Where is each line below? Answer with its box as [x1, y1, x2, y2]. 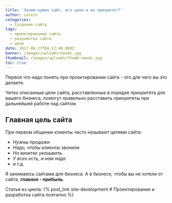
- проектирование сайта [10, 31, 61, 36]
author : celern [5, 12, 38, 17]
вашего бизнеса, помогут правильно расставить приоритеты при [5, 95, 150, 101]
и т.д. [12, 161, 25, 167]
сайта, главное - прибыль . [5, 176, 64, 182]
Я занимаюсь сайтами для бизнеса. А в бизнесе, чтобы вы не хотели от [5, 171, 163, 177]
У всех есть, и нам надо [12, 155, 66, 162]
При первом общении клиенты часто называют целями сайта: [5, 129, 142, 135]
